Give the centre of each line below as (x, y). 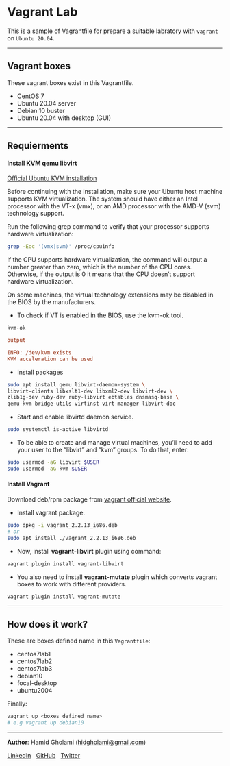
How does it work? (48, 624)
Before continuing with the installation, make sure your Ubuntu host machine (115, 192)
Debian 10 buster (41, 110)
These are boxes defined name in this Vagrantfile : (79, 641)
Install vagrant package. (51, 513)
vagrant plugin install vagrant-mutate (64, 597)
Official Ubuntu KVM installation (52, 178)
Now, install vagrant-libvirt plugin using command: (89, 551)
